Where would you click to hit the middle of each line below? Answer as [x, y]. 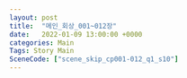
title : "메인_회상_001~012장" [63, 26]
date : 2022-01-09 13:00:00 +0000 [76, 34]
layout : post [34, 17]
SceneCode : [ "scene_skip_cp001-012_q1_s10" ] [94, 59]
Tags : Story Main [42, 51]
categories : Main [42, 43]
